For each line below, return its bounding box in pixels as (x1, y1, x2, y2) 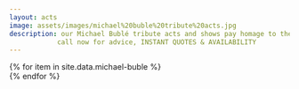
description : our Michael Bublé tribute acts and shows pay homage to (9, 29, 277, 38)
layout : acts (9, 12, 58, 22)
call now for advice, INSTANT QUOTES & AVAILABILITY (56, 37, 256, 47)
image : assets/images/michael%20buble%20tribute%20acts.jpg (9, 21, 238, 30)
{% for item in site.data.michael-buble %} (9, 62, 162, 72)
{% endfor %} (9, 71, 61, 82)
